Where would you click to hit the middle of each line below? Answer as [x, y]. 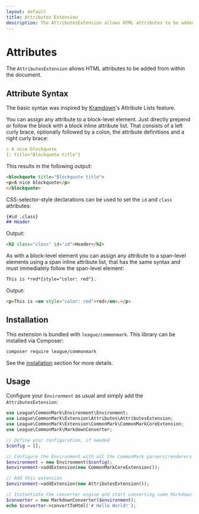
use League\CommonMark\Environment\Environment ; [67, 413]
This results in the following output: [49, 166]
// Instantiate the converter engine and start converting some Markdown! [100, 494]
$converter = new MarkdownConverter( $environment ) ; [71, 500]
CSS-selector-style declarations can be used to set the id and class [89, 199]
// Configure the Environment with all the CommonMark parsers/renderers [99, 456]
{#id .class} [22, 217]
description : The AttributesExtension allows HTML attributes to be [92, 23]
